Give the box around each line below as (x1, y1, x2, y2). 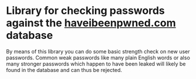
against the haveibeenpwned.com (6, 16, 176, 30)
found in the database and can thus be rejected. (6, 66, 122, 73)
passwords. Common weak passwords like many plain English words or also (6, 54, 191, 61)
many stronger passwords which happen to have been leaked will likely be (6, 60, 186, 67)
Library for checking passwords (6, 4, 165, 17)
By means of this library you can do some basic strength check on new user (6, 48, 190, 55)
